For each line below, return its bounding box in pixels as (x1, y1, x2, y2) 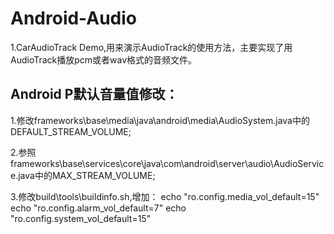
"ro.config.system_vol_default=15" (10, 212, 152, 224)
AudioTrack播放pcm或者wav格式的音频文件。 (10, 53, 198, 66)
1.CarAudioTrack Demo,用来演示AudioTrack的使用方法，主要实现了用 (10, 41, 293, 53)
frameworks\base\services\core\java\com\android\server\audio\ (10, 157, 275, 169)
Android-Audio (10, 7, 138, 30)
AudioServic (273, 157, 325, 169)
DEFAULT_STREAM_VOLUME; (10, 125, 132, 137)
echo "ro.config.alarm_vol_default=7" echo (10, 202, 187, 214)
